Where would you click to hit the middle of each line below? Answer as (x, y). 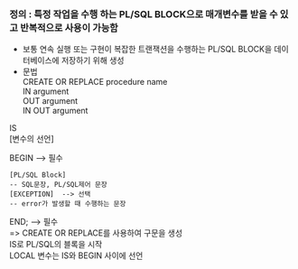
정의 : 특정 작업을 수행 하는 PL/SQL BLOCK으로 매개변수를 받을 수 (144, 14)
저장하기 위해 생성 (93, 60)
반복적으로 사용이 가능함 (69, 27)
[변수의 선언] (32, 139)
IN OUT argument (55, 111)
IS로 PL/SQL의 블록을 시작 (56, 245)
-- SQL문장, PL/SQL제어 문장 (59, 185)
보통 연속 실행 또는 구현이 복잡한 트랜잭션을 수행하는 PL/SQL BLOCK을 (147, 49)
